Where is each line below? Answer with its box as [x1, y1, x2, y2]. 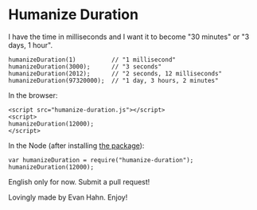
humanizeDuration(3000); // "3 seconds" [8, 62, 162, 71]
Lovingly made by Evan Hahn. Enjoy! [8, 192, 128, 202]
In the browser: [8, 90, 58, 100]
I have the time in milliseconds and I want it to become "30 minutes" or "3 [8, 32, 250, 41]
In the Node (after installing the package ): [8, 141, 145, 150]
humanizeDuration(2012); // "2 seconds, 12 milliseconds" [8, 69, 223, 77]
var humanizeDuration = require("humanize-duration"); [8, 156, 194, 164]
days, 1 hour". [8, 40, 53, 49]
